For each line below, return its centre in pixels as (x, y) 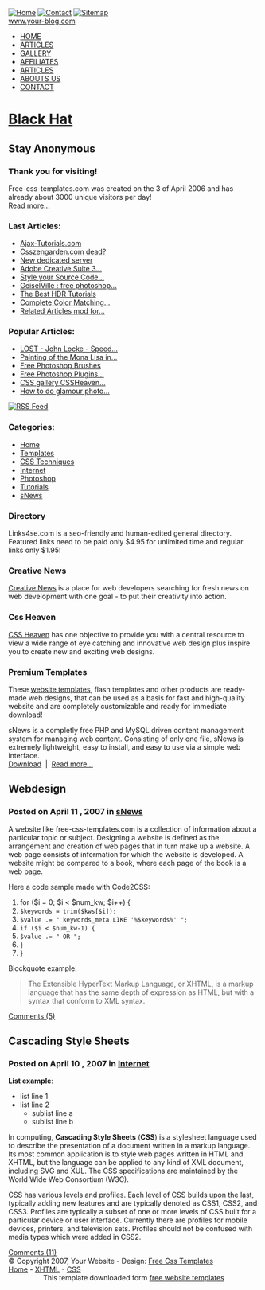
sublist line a (52, 1113)
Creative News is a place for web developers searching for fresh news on (129, 588)
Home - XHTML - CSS (45, 1269)
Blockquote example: (43, 968)
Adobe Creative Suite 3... (60, 269)
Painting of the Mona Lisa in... (68, 357)
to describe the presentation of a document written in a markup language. (129, 1146)
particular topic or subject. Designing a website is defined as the (114, 837)
